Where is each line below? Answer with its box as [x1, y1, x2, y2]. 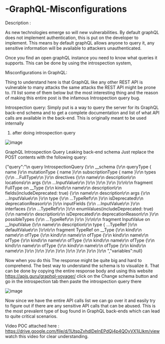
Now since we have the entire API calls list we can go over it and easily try [5, 298, 156, 303]
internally [5, 120, 24, 126]
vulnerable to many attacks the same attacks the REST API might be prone [5, 84, 156, 90]
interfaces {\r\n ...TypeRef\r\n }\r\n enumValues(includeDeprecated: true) [5, 206, 154, 212]
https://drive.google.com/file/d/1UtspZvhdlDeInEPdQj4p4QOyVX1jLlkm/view [5, 328, 160, 334]
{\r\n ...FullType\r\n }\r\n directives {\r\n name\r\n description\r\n [5, 174, 136, 180]
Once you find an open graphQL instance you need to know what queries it [5, 54, 158, 60]
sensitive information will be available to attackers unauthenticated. [5, 45, 142, 51]
